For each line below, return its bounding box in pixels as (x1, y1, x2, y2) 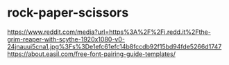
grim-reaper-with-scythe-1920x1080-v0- (7, 35, 125, 43)
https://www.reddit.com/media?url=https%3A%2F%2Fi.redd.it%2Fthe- (7, 28, 212, 36)
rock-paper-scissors (7, 5, 129, 21)
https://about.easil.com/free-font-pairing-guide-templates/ (7, 50, 176, 58)
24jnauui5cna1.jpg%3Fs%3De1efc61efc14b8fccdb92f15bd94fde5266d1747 (7, 42, 222, 50)
